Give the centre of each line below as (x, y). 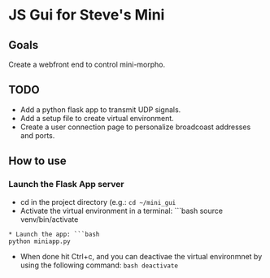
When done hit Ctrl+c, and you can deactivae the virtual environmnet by (141, 256)
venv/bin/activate (49, 219)
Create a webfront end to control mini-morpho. (87, 64)
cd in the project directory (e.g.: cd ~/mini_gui (98, 202)
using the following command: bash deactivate (99, 265)
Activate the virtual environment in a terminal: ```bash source (122, 211)
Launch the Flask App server (66, 185)
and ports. (37, 135)
